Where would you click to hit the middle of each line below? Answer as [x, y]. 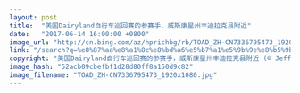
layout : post [33, 17]
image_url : [29, 42]
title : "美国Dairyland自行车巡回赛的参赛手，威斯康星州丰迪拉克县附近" [130, 26]
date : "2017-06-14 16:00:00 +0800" [79, 34]
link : [19, 50]
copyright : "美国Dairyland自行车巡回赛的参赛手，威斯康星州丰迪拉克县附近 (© [141, 58]
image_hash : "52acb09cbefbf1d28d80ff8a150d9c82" [101, 67]
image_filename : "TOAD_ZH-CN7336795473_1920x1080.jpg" [113, 75]
